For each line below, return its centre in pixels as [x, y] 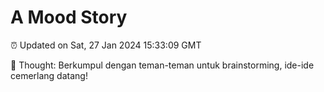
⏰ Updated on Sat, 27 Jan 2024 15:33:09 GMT [106, 45]
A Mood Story [69, 17]
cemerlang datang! [49, 75]
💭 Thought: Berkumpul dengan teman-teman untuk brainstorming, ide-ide [162, 65]
